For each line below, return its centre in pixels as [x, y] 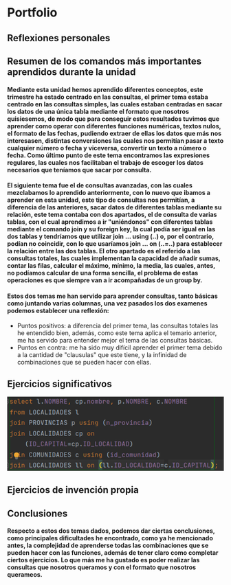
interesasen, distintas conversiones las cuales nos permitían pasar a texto [115, 140]
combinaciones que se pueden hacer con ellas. [84, 363]
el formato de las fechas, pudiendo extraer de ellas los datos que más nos [114, 133]
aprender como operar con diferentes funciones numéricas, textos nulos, [114, 126]
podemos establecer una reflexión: [58, 310]
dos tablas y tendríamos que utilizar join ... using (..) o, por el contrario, [111, 237]
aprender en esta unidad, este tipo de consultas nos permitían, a [101, 200]
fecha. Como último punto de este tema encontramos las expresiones [108, 155]
